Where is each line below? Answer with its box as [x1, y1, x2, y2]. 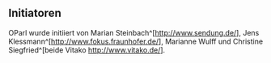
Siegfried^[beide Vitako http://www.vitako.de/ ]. [8, 44, 166, 55]
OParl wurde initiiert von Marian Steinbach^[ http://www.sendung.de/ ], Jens [8, 27, 260, 37]
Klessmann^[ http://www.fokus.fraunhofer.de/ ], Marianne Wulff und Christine [8, 36, 264, 46]
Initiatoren [8, 6, 62, 20]
